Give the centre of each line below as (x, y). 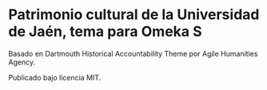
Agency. (22, 62)
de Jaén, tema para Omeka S (105, 31)
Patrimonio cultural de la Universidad (134, 15)
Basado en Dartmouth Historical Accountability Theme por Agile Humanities (133, 53)
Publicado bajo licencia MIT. (55, 77)
